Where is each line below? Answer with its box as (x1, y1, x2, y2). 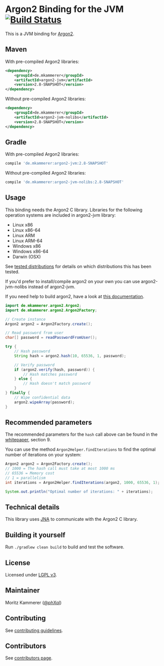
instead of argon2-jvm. (28, 284, 75, 290)
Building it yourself (5, 530, 66, 539)
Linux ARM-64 (12, 238, 42, 244)
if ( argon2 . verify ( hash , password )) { (14, 367, 95, 372)
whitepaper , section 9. (5, 437, 51, 443)
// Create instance (5, 317, 46, 322)
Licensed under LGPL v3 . (5, 572, 57, 577)
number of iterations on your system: (5, 452, 81, 458)
